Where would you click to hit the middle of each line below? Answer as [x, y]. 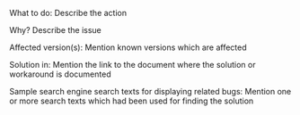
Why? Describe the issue [55, 30]
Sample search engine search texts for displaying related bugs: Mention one [150, 91]
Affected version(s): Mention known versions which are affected [128, 47]
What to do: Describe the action [68, 13]
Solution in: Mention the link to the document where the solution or [132, 65]
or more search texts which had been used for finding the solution [132, 101]
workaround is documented [60, 74]
